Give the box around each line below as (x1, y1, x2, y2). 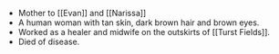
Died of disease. (17, 36, 80, 47)
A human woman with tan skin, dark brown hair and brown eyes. (17, 17, 260, 28)
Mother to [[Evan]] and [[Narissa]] (17, 8, 147, 18)
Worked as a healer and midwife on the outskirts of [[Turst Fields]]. (17, 27, 271, 37)
